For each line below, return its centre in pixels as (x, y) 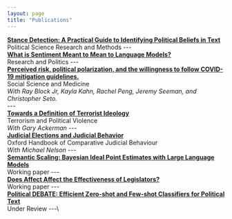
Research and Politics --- (43, 61)
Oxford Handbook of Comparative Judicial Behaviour (83, 142)
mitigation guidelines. (47, 76)
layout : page (26, 13)
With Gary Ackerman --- (42, 128)
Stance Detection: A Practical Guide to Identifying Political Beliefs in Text (114, 39)
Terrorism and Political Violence (52, 120)
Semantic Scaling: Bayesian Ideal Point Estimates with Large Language (111, 157)
